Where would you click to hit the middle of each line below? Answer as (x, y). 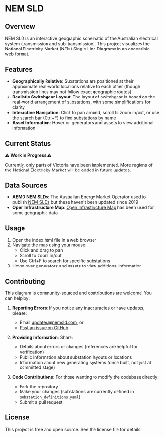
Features (19, 69)
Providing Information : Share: (43, 337)
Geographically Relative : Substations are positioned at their (73, 81)
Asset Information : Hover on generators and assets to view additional (83, 122)
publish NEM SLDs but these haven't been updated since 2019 (75, 202)
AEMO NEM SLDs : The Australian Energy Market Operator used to (79, 197)
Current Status (28, 143)
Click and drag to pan (41, 250)
